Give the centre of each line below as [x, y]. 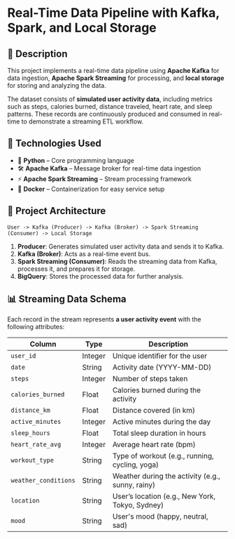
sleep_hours [31, 433]
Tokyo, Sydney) [138, 505]
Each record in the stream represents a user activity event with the [104, 319]
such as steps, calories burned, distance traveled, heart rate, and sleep [110, 106]
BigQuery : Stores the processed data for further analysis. [100, 276]
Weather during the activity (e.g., [166, 477]
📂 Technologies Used [54, 144]
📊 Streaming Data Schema [67, 299]
